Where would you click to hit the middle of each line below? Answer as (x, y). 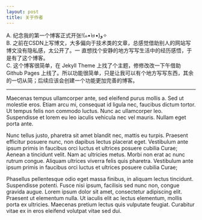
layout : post (23, 12)
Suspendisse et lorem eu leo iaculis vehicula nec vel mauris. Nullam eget (96, 117)
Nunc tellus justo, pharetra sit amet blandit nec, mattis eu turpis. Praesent (97, 135)
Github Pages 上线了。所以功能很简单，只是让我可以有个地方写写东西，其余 (100, 73)
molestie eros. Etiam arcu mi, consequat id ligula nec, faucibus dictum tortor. (101, 104)
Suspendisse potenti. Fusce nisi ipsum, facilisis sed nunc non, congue (93, 185)
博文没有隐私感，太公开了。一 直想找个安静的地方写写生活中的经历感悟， (96, 50)
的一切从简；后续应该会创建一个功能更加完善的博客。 (72, 80)
